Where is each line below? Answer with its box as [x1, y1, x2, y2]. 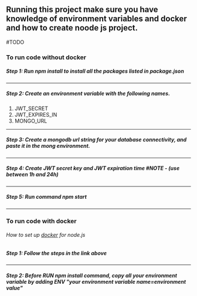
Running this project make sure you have [6, 5, 158, 15]
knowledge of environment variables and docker [6, 14, 188, 24]
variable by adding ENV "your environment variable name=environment [6, 278, 186, 285]
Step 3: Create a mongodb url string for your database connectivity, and [6, 136, 187, 143]
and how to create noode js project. [6, 23, 138, 33]
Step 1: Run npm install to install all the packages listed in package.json [6, 67, 185, 75]
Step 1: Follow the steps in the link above [6, 249, 107, 257]
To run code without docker [6, 53, 87, 61]
